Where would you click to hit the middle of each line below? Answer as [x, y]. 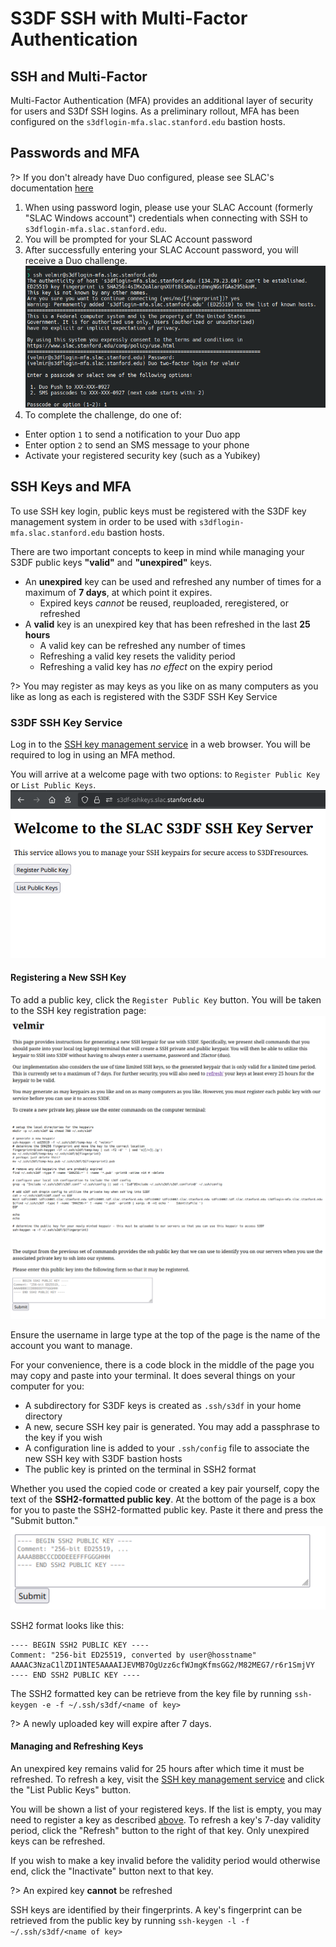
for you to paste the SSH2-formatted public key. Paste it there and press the [167, 1509]
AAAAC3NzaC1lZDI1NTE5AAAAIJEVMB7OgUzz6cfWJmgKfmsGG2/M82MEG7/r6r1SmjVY [162, 1665]
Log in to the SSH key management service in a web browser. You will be [160, 744]
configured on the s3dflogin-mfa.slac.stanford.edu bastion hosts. [148, 121]
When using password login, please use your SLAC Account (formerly [168, 207]
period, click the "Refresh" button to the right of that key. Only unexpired [160, 1830]
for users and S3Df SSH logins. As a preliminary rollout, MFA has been [155, 111]
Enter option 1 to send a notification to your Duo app [132, 434]
